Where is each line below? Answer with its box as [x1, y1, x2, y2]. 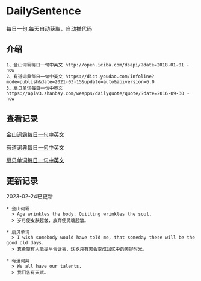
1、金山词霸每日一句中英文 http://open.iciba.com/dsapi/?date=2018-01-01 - [6, 62, 190, 68]
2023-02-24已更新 [6, 193, 53, 200]
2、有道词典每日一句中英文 [6, 74, 63, 80]
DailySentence [6, 4, 81, 18]
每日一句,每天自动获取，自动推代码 [6, 25, 93, 32]
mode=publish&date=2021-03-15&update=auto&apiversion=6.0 [6, 78, 155, 85]
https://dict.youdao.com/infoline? [65, 74, 155, 80]
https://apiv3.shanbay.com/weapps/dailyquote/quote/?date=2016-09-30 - [6, 90, 190, 96]
